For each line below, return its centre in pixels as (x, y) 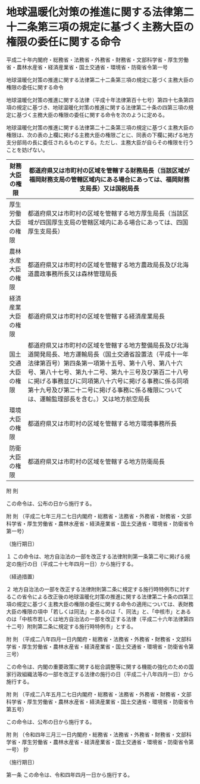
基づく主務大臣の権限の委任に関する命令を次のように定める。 (92, 114)
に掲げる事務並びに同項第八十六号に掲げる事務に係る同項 (108, 381)
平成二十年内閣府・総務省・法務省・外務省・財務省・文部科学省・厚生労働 (97, 60)
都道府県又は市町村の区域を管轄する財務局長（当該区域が (109, 171)
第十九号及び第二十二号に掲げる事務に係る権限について (105, 390)
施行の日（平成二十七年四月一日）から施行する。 (76, 563)
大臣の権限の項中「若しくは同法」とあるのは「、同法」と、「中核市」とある (99, 611)
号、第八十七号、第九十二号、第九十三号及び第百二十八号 (108, 372)
